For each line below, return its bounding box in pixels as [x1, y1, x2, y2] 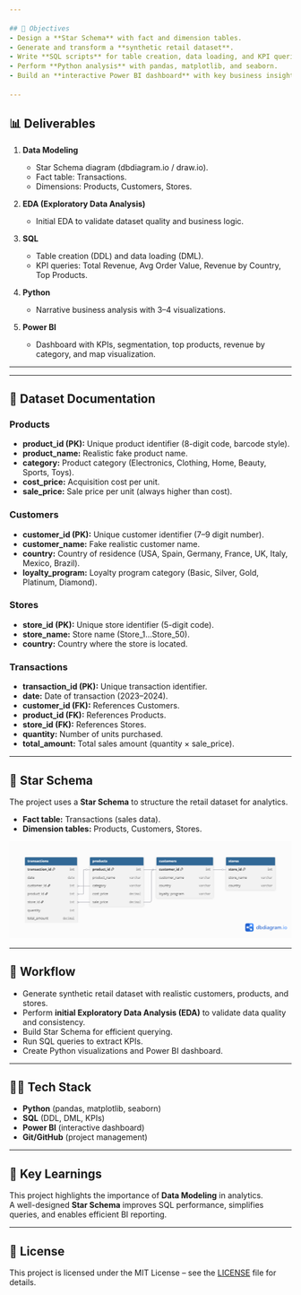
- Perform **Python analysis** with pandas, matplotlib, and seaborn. [9, 62, 279, 71]
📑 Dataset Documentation [9, 391, 156, 406]
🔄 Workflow [9, 964, 76, 979]
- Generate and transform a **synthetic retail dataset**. [9, 43, 235, 52]
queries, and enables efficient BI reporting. [9, 1209, 168, 1220]
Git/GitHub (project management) [21, 1132, 148, 1143]
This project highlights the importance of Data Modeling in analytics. [9, 1190, 263, 1201]
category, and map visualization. [35, 348, 156, 359]
